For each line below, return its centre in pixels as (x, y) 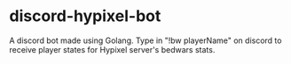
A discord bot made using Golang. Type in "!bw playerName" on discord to (145, 40)
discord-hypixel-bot (85, 16)
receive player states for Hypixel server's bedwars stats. (112, 49)
